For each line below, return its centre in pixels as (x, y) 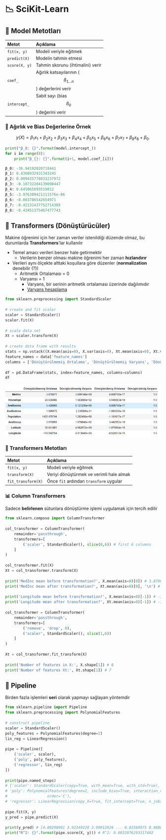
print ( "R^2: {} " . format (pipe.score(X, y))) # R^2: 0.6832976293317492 (79, 833)
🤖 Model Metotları (33, 31)
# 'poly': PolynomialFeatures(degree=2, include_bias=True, (68, 791)
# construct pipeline (27, 723)
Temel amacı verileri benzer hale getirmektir (57, 253)
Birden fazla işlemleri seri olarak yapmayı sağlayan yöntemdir (67, 698)
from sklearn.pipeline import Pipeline (46, 707)
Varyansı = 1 (32, 279)
